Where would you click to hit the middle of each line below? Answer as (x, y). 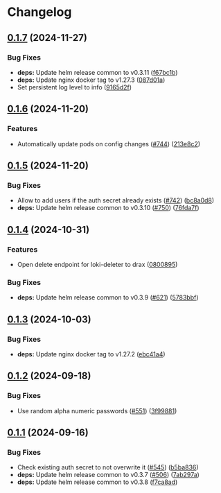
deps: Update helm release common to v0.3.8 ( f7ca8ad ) (97, 482)
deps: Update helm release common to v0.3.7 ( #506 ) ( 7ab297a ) (108, 475)
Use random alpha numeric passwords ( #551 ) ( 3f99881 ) (97, 410)
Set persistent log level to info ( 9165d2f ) (74, 87)
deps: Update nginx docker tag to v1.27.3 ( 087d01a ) (91, 80)
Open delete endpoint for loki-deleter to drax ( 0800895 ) (97, 264)
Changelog (39, 12)
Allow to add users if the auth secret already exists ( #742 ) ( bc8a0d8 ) (116, 200)
